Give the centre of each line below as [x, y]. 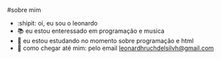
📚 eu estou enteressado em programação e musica [91, 31]
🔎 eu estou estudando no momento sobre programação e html [105, 41]
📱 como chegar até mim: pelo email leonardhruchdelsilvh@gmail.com [115, 48]
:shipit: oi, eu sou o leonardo [57, 23]
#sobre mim [24, 10]
